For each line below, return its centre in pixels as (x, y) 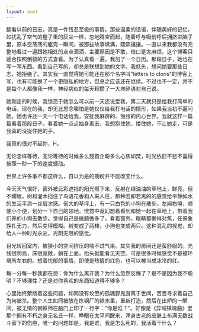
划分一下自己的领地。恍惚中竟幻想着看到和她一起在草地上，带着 (110, 210)
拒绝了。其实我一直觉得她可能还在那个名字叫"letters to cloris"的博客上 (107, 74)
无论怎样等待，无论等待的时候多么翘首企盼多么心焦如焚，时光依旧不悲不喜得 (99, 156)
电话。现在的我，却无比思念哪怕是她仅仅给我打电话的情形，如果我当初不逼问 (99, 108)
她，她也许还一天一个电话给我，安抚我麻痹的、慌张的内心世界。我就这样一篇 (99, 116)
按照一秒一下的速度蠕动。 (37, 163)
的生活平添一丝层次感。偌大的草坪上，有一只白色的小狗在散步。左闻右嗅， (97, 203)
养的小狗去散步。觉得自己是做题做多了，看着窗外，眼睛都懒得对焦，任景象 (102, 218)
